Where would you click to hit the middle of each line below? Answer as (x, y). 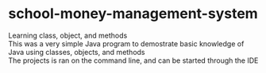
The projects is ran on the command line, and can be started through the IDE (133, 60)
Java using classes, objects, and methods (77, 52)
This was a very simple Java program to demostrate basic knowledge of (126, 43)
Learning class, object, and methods (68, 35)
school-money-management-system (133, 14)
